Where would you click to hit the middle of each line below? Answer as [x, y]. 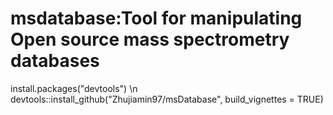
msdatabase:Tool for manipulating [156, 18]
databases [55, 61]
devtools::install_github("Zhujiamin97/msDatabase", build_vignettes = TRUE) [167, 99]
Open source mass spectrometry [150, 39]
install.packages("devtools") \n [74, 88]
